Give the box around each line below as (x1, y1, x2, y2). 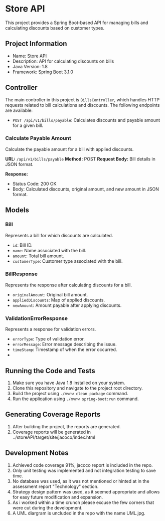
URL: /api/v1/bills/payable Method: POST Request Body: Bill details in (5, 156, 155, 162)
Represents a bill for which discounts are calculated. (5, 232, 113, 238)
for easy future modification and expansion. (12, 494, 103, 500)
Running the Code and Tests (5, 367, 95, 375)
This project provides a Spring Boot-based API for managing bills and (5, 20, 148, 26)
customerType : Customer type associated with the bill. (12, 258, 123, 264)
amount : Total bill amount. (12, 253, 64, 259)
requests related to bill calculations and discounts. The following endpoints (5, 102, 160, 108)
